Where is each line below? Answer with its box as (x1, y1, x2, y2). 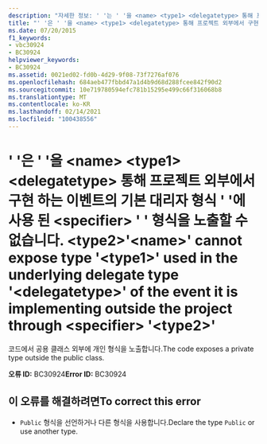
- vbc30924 (8, 41, 44, 49)
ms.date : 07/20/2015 (8, 26, 77, 34)
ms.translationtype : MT (8, 93, 87, 101)
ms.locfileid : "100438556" (8, 115, 98, 123)
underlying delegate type (8, 266, 179, 284)
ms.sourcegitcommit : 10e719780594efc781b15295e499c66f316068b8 (8, 85, 222, 94)
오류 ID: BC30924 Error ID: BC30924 (8, 369, 127, 379)
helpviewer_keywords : (8, 56, 80, 64)
